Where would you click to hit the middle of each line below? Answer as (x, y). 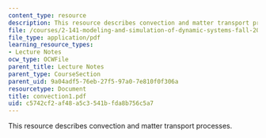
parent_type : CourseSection (55, 74)
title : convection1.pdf (47, 96)
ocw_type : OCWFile (38, 60)
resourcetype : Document (47, 89)
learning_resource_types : (51, 45)
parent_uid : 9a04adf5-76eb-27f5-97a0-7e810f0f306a (93, 81)
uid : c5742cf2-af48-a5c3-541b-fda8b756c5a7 (81, 103)
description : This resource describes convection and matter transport (129, 23)
